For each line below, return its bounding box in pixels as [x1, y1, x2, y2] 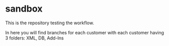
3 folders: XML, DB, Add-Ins [5, 35, 64, 41]
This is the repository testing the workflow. [5, 20, 95, 26]
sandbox [5, 3, 43, 15]
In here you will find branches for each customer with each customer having [5, 29, 164, 35]
